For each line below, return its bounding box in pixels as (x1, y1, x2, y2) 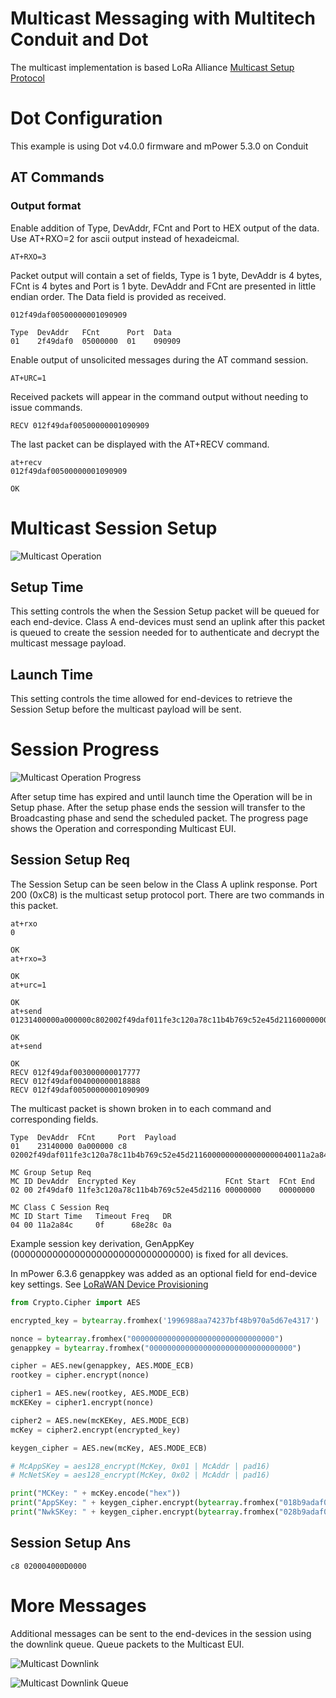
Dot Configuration (10, 107, 163, 130)
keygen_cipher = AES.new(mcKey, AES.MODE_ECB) (10, 1443, 208, 1453)
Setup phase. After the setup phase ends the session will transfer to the (10, 802, 306, 814)
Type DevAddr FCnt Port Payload (10, 1132, 177, 1142)
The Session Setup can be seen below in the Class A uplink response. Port (10, 878, 318, 890)
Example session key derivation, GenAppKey (10, 1237, 195, 1249)
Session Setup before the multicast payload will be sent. (10, 703, 242, 716)
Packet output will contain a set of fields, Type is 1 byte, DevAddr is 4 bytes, (10, 269, 323, 281)
